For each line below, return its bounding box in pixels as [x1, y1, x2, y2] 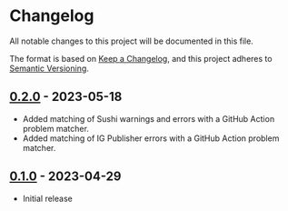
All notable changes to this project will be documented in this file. [9, 35, 254, 46]
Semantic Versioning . [9, 63, 89, 74]
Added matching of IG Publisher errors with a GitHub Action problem [22, 133, 280, 144]
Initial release [22, 193, 73, 204]
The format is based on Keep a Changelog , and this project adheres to [9, 53, 273, 64]
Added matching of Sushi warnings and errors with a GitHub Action [22, 113, 275, 124]
